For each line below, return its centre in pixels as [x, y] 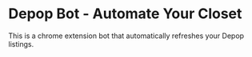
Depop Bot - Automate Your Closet [125, 14]
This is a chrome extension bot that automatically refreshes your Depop [126, 36]
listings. [21, 44]
